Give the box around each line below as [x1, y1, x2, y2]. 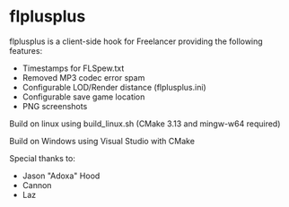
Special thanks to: [9, 152, 76, 163]
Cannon [22, 179, 52, 190]
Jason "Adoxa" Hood [22, 170, 101, 181]
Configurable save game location [22, 91, 145, 102]
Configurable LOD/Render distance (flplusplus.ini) [22, 82, 206, 92]
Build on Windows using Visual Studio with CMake [9, 135, 196, 146]
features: [9, 45, 43, 56]
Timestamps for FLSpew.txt [22, 63, 125, 73]
